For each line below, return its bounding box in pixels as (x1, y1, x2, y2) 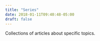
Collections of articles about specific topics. (5, 30, 96, 36)
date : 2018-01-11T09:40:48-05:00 (5, 12, 75, 17)
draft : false (5, 16, 32, 21)
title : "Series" (5, 7, 39, 12)
